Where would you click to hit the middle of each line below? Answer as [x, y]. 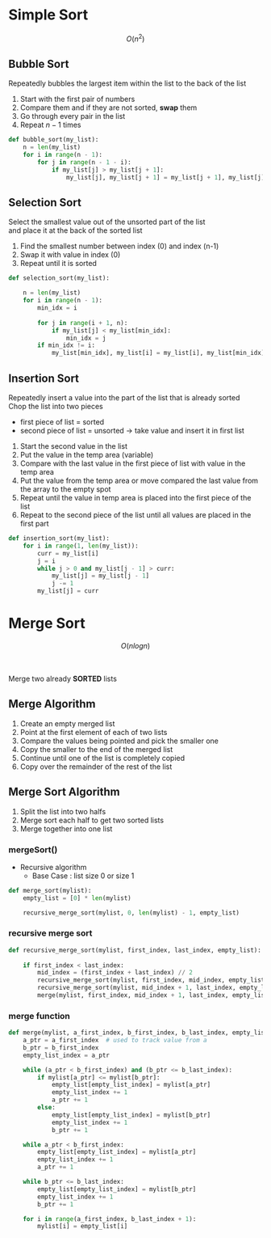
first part [35, 524]
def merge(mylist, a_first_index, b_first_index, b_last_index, [119, 1033]
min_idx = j [86, 338]
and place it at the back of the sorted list [75, 230]
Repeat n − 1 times [50, 125]
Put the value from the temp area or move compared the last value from [139, 481]
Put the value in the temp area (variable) [87, 455]
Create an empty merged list [67, 723]
